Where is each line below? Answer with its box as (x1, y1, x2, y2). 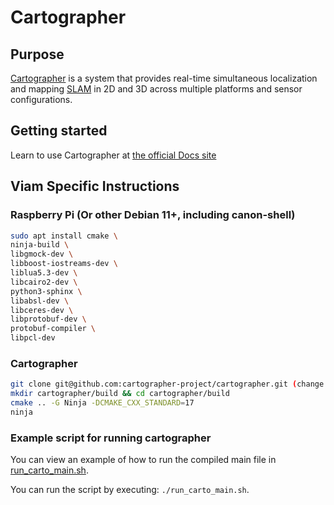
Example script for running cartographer (10, 431, 212, 445)
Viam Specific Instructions (10, 178, 180, 195)
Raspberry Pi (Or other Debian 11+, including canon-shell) (10, 208, 296, 222)
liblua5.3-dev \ (10, 268, 78, 278)
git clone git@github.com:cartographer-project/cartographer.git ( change (10, 379, 325, 390)
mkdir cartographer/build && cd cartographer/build (10, 389, 230, 399)
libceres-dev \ (10, 305, 74, 315)
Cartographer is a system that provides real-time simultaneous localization (10, 72, 318, 84)
